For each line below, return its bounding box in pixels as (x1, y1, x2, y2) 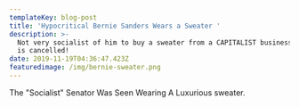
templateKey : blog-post (9, 12, 98, 22)
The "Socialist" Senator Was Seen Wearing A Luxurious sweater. (9, 86, 246, 98)
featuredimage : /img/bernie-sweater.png (9, 63, 162, 72)
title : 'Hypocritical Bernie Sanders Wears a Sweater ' (9, 21, 221, 30)
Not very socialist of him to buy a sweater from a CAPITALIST (17, 37, 256, 47)
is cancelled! (17, 46, 69, 55)
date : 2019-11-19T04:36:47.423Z (9, 54, 129, 63)
